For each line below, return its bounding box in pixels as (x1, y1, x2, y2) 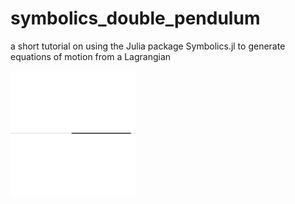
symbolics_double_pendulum (10, 7, 261, 30)
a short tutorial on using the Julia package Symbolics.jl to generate (10, 40, 286, 52)
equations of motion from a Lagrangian (10, 50, 172, 62)
